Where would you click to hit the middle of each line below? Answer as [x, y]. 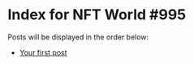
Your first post [43, 52]
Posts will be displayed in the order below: [78, 37]
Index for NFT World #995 [97, 15]
